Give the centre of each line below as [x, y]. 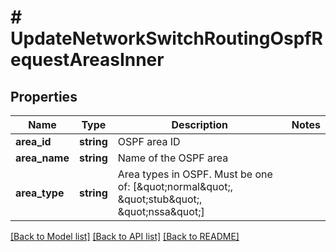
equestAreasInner [87, 60]
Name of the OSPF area [173, 158]
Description [199, 124]
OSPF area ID [149, 141]
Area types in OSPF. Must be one [195, 174]
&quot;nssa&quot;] [161, 211]
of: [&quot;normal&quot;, [175, 186]
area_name [42, 158]
